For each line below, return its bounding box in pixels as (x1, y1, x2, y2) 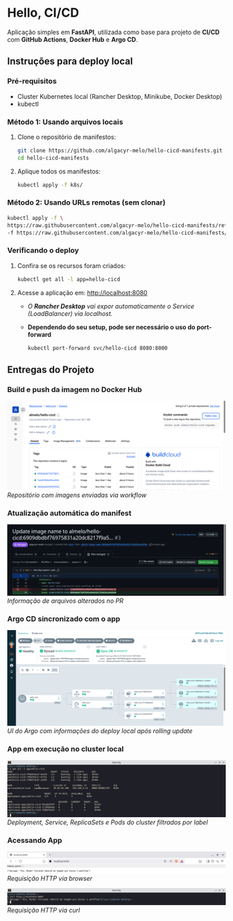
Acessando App (7, 835, 62, 845)
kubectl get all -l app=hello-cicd (17, 276, 121, 283)
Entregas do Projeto (7, 363, 95, 375)
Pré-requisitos (7, 77, 57, 86)
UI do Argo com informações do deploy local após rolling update (7, 726, 193, 735)
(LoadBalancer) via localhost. (27, 309, 113, 317)
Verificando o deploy (7, 246, 80, 255)
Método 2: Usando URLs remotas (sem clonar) (7, 198, 166, 207)
